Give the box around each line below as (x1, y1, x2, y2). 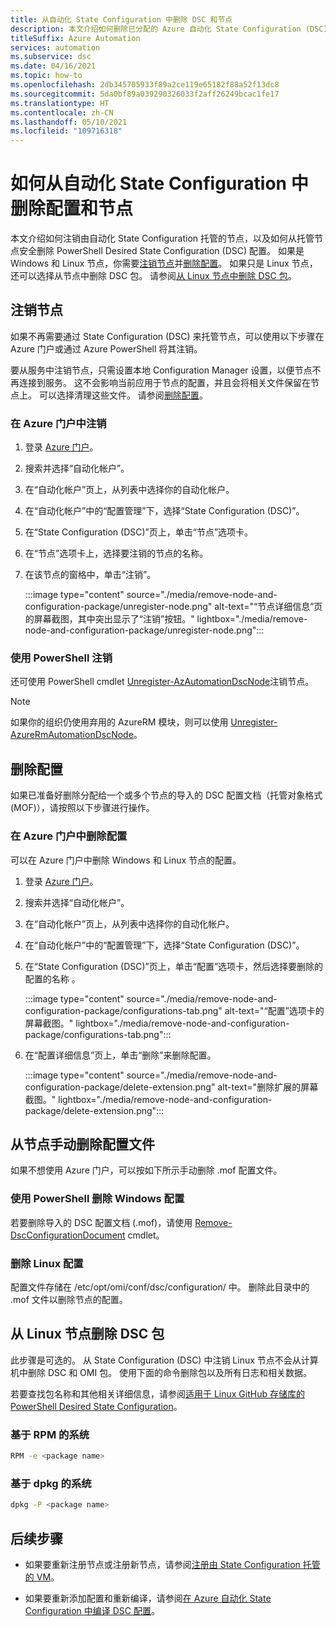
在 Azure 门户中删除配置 (10, 829, 128, 843)
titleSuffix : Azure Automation (10, 33, 141, 43)
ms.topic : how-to (10, 71, 83, 81)
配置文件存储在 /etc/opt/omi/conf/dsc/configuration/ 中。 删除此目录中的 (10, 1281, 310, 1293)
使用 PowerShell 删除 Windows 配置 (10, 1192, 185, 1206)
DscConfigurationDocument (10, 1229, 126, 1241)
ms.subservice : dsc (10, 52, 92, 62)
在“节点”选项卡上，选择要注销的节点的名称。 (24, 547, 209, 560)
